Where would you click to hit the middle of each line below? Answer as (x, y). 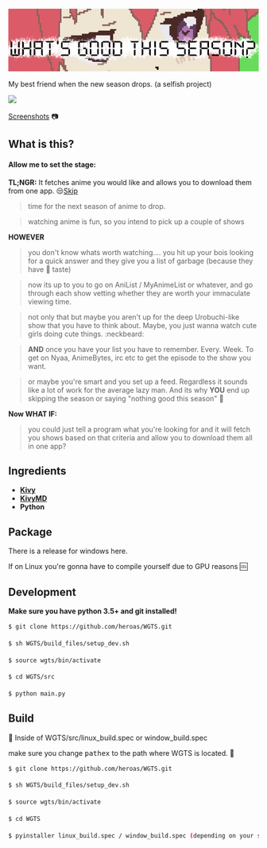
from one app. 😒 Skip (43, 191)
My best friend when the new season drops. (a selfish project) (110, 84)
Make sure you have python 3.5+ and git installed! (93, 611)
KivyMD (33, 498)
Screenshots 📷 (33, 116)
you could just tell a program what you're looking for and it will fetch (139, 429)
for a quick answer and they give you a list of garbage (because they (140, 261)
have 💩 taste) (49, 269)
